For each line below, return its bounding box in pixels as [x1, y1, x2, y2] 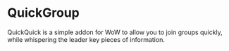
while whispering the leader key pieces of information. [7, 35, 166, 43]
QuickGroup [7, 5, 80, 21]
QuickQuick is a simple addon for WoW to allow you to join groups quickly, [7, 28, 223, 36]
